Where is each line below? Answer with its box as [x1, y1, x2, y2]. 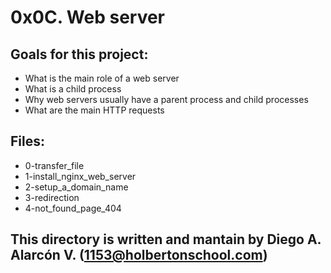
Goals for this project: [10, 46, 149, 63]
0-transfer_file [24, 159, 85, 171]
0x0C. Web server [10, 6, 166, 29]
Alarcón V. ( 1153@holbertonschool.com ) [10, 247, 268, 264]
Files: [10, 133, 45, 150]
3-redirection [24, 191, 80, 203]
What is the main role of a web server [24, 72, 180, 84]
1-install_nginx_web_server [24, 170, 137, 182]
